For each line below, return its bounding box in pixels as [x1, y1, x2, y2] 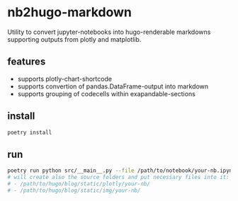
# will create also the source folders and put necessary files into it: [7, 174, 230, 181]
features [7, 56, 46, 68]
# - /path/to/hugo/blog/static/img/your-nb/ [7, 187, 141, 194]
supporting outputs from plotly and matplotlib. [7, 35, 142, 43]
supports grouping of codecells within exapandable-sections [17, 89, 196, 98]
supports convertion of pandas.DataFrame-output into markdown [17, 82, 209, 91]
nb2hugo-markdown [7, 4, 132, 21]
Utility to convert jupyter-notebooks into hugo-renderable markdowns [7, 28, 211, 36]
